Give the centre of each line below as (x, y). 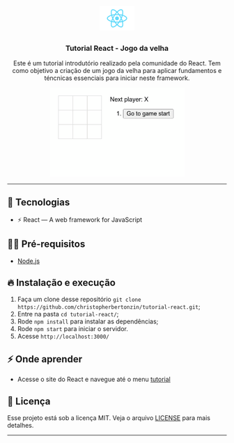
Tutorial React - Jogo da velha (117, 48)
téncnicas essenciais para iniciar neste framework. (117, 78)
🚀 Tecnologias (39, 203)
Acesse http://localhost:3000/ (63, 337)
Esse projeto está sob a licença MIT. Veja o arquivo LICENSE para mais (109, 418)
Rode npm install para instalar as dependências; (88, 321)
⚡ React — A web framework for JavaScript (80, 219)
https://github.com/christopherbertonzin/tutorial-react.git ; (109, 307)
